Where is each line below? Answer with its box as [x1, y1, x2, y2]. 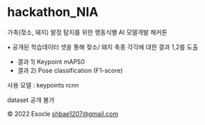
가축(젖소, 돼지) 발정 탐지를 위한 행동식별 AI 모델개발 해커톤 [7, 28, 168, 36]
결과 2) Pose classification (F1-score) [17, 66, 123, 74]
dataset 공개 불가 [7, 95, 55, 104]
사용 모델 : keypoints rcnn [7, 81, 79, 89]
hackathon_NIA [7, 4, 99, 20]
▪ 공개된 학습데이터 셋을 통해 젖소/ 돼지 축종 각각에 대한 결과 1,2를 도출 [7, 42, 199, 51]
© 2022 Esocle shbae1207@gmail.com [7, 109, 119, 118]
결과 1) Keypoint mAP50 [17, 57, 85, 66]
